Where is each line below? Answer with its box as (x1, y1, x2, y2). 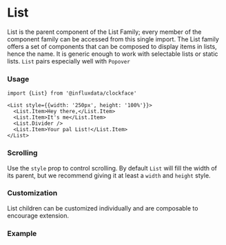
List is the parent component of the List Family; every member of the (7, 28, 202, 36)
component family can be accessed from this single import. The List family (7, 35, 219, 43)
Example (7, 228, 37, 238)
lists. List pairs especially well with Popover (7, 57, 131, 65)
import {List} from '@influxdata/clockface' (7, 90, 137, 97)
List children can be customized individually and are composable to (7, 204, 198, 212)
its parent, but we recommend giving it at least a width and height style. (7, 171, 212, 179)
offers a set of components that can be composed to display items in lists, (7, 42, 217, 50)
